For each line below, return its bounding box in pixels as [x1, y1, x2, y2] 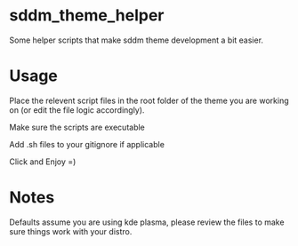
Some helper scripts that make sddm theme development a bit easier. [9, 35, 264, 45]
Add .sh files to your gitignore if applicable [9, 139, 165, 149]
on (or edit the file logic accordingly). [9, 104, 145, 115]
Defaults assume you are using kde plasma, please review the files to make [9, 217, 285, 227]
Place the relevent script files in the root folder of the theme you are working [9, 95, 289, 106]
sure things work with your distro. [9, 226, 133, 236]
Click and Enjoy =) [9, 156, 77, 167]
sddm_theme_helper [9, 5, 165, 26]
